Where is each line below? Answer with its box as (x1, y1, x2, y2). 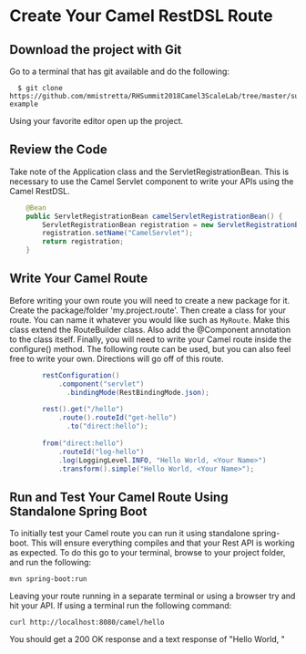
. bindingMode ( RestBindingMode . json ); (66, 388, 209, 397)
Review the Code (9, 142, 107, 158)
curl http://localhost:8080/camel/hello (9, 618, 166, 628)
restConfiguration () (42, 370, 120, 379)
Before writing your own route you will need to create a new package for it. (9, 295, 291, 306)
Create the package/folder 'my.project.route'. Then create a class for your (9, 305, 287, 316)
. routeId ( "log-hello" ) (57, 447, 145, 456)
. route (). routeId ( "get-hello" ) (57, 413, 178, 422)
